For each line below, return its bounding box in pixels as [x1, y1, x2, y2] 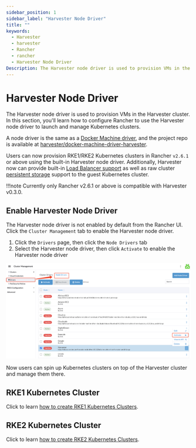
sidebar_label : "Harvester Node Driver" [6, 15, 107, 22]
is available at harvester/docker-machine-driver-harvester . [6, 141, 148, 148]
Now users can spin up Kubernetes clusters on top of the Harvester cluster [6, 365, 188, 372]
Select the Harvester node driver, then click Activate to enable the [14, 245, 175, 252]
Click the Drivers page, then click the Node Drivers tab [14, 239, 148, 246]
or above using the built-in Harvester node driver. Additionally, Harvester [6, 159, 182, 166]
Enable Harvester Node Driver [6, 206, 118, 216]
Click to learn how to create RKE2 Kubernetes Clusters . [6, 436, 140, 443]
